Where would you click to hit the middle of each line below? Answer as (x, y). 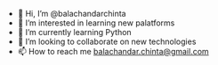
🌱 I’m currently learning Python (74, 32)
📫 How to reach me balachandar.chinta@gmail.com (113, 51)
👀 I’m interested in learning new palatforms (96, 23)
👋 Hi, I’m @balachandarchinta (72, 14)
